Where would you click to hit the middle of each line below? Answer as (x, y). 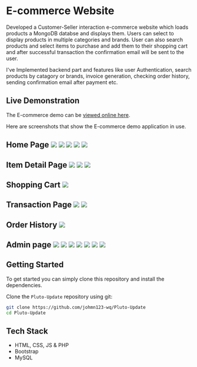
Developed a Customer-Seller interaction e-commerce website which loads (97, 27)
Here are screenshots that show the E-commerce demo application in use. (96, 126)
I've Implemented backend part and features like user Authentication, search (99, 69)
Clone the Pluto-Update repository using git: (59, 296)
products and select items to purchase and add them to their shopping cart (97, 46)
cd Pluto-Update (26, 313)
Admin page (29, 245)
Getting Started (35, 265)
